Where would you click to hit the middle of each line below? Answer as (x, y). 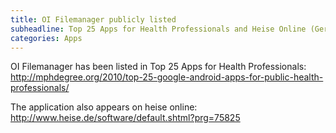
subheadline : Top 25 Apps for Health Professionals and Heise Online (158, 29)
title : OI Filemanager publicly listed (93, 19)
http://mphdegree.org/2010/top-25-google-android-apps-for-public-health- (167, 77)
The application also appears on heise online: (104, 107)
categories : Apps (46, 38)
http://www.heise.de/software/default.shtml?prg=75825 (125, 118)
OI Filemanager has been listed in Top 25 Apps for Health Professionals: (158, 67)
